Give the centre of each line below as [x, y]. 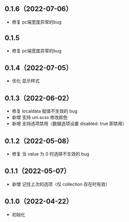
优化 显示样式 [26, 81]
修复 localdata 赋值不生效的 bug [45, 111]
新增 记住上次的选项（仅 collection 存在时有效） [61, 184]
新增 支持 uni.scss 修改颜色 [40, 117]
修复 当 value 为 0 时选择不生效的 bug [51, 154]
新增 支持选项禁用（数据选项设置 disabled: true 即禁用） [69, 123]
